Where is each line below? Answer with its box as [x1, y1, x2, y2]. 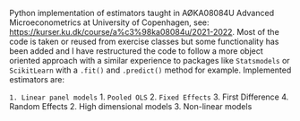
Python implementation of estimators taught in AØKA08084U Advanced [9, 8, 275, 18]
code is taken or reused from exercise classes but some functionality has [9, 36, 279, 47]
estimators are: [9, 74, 65, 84]
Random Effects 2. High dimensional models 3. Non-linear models [9, 101, 253, 111]
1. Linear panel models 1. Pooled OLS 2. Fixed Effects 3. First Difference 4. [9, 91, 289, 102]
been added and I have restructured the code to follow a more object [9, 46, 264, 56]
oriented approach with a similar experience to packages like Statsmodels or [9, 56, 290, 65]
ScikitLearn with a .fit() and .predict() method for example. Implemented [9, 65, 292, 75]
